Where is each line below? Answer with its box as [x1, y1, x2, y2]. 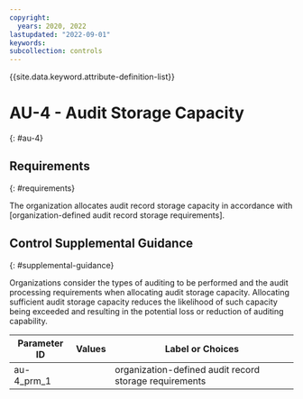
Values [76, 342, 106, 355]
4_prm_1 [14, 375, 51, 387]
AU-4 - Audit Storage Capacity [9, 103, 245, 123]
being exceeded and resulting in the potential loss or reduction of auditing [9, 305, 284, 316]
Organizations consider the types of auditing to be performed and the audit [9, 277, 289, 288]
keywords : [9, 38, 47, 48]
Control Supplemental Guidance [9, 236, 194, 251]
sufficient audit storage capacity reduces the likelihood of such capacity [9, 296, 278, 307]
